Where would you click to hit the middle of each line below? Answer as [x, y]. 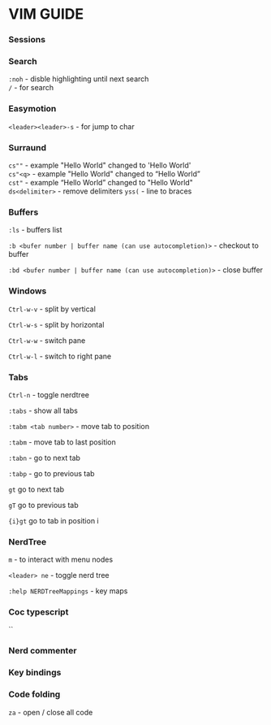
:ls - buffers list [35, 230]
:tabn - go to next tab [45, 458]
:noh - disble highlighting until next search [79, 79]
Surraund [28, 147]
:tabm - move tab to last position [62, 442]
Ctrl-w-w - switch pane [47, 340]
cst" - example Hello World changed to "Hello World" [101, 182]
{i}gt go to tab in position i [54, 520]
